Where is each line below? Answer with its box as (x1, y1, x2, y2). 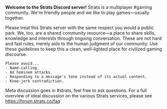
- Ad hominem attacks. (5, 70, 53, 75)
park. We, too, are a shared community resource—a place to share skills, (5, 30, 156, 36)
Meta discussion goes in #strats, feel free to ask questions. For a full (5, 87, 147, 93)
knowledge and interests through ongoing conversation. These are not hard (5, 35, 162, 41)
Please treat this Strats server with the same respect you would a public (5, 25, 154, 31)
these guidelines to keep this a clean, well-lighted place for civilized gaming (5, 46, 162, 52)
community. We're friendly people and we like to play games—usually (5, 10, 149, 16)
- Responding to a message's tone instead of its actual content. (5, 74, 147, 79)
